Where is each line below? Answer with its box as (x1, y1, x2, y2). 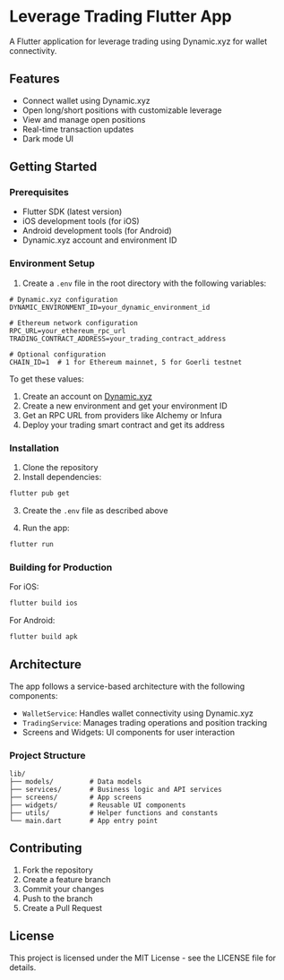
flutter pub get (9, 489, 70, 498)
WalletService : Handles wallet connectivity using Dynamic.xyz (22, 708, 254, 718)
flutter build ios (9, 598, 78, 608)
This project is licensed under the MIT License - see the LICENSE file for (9, 952, 276, 963)
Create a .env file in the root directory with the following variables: (22, 278, 267, 288)
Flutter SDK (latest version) (22, 206, 123, 217)
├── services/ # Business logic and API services (9, 785, 222, 794)
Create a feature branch (22, 873, 111, 884)
